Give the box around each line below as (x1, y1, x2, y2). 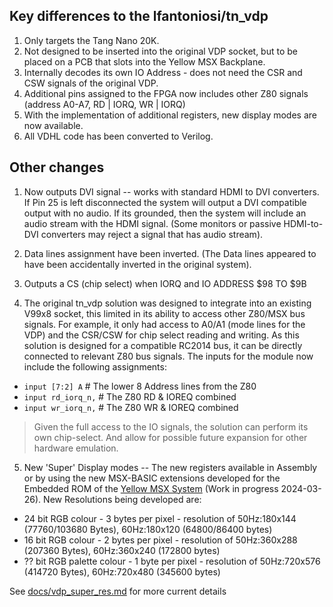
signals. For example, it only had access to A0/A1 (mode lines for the (23, 318, 306, 330)
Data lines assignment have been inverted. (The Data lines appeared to (23, 247, 317, 259)
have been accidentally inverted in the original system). (23, 258, 252, 270)
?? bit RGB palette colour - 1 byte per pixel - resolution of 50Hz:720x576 (23, 555, 321, 567)
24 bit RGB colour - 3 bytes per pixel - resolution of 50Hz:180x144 (23, 512, 297, 524)
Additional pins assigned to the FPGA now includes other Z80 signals (23, 87, 309, 99)
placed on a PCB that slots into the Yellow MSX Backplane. (23, 55, 266, 68)
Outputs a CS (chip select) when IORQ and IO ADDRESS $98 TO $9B (23, 277, 307, 289)
